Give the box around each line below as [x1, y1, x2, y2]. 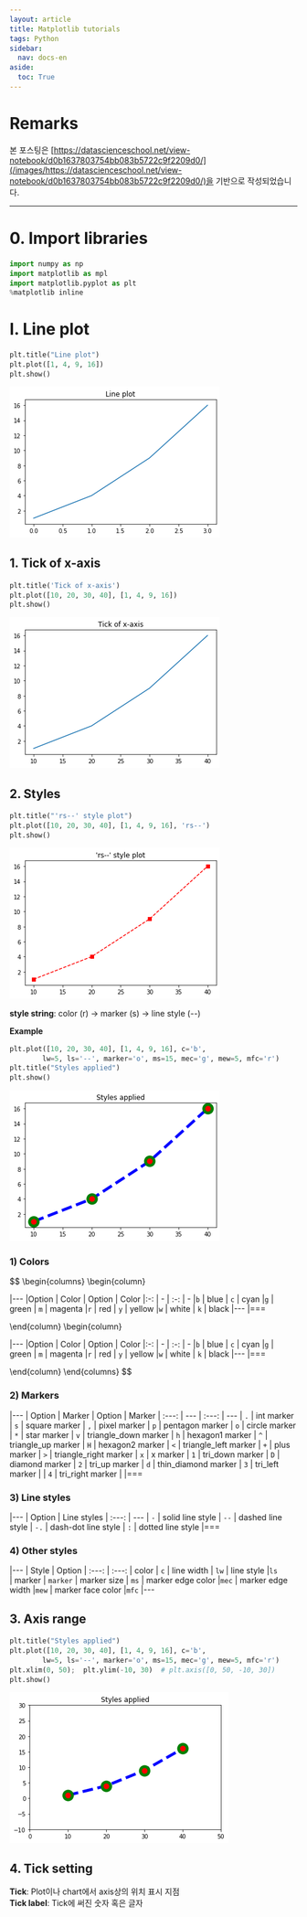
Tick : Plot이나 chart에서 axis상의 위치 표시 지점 [9, 1886, 180, 1897]
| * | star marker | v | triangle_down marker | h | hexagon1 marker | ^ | [9, 1429, 268, 1440]
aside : [9, 63, 35, 72]
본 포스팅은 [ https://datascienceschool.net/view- [9, 144, 191, 155]
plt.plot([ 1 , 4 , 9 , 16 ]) [9, 360, 104, 369]
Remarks [9, 113, 79, 134]
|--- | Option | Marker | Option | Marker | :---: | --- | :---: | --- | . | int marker [9, 1410, 294, 1421]
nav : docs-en [17, 53, 68, 63]
